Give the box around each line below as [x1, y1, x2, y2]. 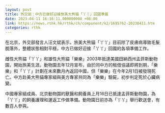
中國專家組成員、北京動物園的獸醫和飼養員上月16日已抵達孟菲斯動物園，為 [5, 91, 156, 97]
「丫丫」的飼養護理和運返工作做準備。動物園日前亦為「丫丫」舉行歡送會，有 [5, 97, 160, 103]
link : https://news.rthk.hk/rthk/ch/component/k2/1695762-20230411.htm [5, 21, 155, 26]
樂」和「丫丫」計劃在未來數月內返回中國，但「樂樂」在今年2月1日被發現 [5, 68, 152, 74]
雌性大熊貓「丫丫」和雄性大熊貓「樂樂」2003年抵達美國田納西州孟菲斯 [5, 56, 149, 62]
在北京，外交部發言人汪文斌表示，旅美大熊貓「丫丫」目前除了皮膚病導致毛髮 [5, 40, 160, 45]
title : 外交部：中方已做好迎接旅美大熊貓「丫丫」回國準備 [5, 12, 109, 17]
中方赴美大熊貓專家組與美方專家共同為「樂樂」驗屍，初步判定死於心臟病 [13, 74, 160, 80]
